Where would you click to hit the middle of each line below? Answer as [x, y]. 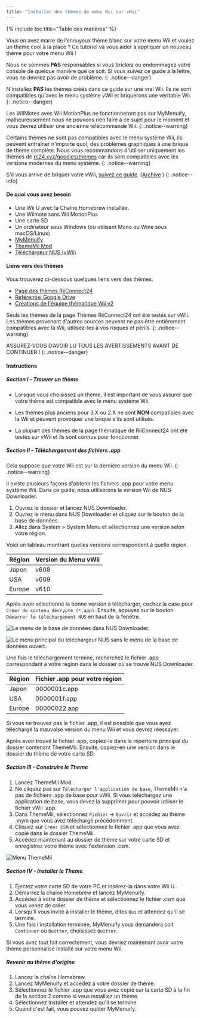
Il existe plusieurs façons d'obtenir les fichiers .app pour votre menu [90, 483]
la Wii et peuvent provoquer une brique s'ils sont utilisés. [84, 418]
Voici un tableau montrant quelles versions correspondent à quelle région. [97, 545]
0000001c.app [57, 689]
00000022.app [57, 708]
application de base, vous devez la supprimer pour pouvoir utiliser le [99, 801]
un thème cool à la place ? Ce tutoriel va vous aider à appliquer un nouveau [99, 47]
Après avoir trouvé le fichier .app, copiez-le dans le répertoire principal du [97, 741]
